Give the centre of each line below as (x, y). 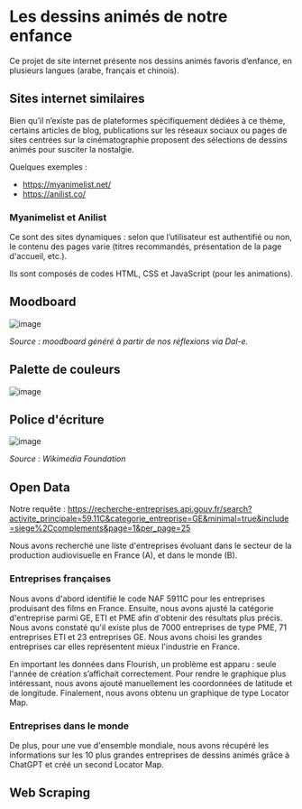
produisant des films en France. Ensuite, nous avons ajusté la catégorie (142, 608)
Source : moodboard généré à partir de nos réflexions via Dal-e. (129, 341)
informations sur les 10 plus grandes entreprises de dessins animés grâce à (150, 755)
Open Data (40, 487)
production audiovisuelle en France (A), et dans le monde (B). (124, 555)
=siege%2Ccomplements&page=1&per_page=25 (100, 528)
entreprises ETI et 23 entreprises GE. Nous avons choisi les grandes (136, 637)
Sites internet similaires (78, 99)
